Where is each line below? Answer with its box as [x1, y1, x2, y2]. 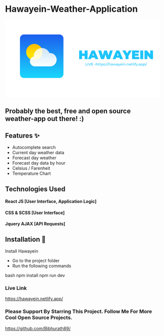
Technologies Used [5, 185, 65, 193]
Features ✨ [5, 131, 40, 140]
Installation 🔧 [5, 235, 46, 244]
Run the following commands [12, 263, 71, 269]
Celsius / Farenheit [12, 166, 51, 171]
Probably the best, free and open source [5, 107, 131, 115]
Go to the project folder [12, 258, 60, 264]
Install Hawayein [5, 248, 38, 254]
